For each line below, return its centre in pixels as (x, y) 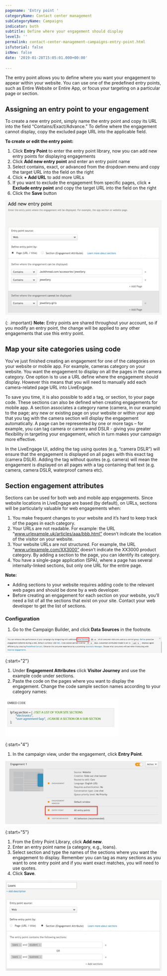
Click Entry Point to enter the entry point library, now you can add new (85, 151)
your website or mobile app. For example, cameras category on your (75, 366)
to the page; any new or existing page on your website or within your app (80, 413)
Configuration (22, 619)
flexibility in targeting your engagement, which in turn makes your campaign (83, 434)
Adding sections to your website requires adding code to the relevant (83, 585)
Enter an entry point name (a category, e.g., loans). (64, 847)
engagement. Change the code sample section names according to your (86, 687)
